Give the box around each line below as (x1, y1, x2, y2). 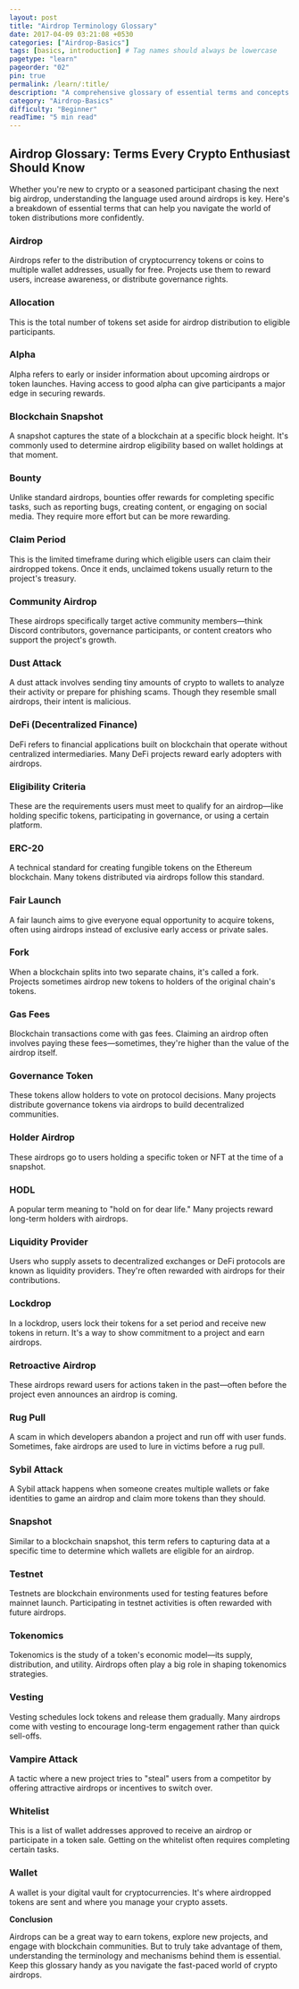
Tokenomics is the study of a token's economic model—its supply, (9, 1650, 253, 1661)
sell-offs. (9, 1730, 43, 1741)
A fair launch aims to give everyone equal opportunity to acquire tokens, (9, 914, 275, 925)
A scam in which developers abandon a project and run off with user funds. (9, 1432, 287, 1442)
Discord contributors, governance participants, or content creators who (9, 625, 272, 636)
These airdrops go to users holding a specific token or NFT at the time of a (9, 1152, 284, 1162)
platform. (9, 820, 43, 830)
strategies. (9, 1669, 49, 1679)
